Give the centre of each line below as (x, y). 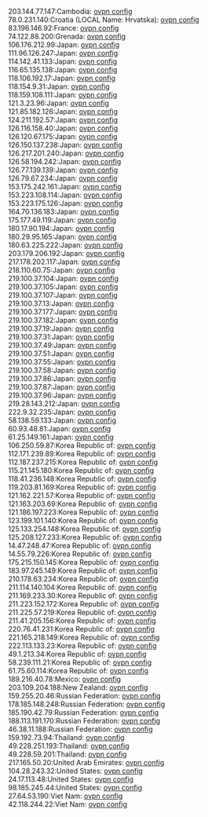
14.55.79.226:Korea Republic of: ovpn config (80, 554)
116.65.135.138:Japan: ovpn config (63, 70)
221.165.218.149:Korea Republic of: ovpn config (84, 637)
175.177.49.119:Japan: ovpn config (62, 220)
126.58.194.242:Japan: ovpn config (65, 161)
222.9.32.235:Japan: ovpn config (62, 412)
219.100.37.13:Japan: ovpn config (61, 303)
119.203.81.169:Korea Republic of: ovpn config (82, 487)
